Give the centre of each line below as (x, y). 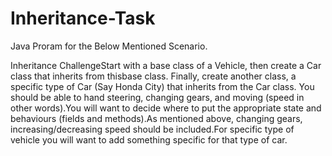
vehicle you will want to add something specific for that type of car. (149, 139)
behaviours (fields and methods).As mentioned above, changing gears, (156, 118)
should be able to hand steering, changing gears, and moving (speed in (157, 97)
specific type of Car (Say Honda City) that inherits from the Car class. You (162, 86)
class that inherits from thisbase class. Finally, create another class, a (153, 76)
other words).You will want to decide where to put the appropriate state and (166, 108)
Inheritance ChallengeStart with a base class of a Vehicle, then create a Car (166, 65)
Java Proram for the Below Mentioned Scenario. (109, 46)
